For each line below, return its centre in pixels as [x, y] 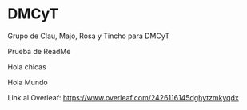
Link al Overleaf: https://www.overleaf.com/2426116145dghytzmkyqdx [123, 97]
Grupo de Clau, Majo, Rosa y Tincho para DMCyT [89, 36]
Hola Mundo [28, 82]
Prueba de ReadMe [39, 51]
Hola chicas [27, 67]
